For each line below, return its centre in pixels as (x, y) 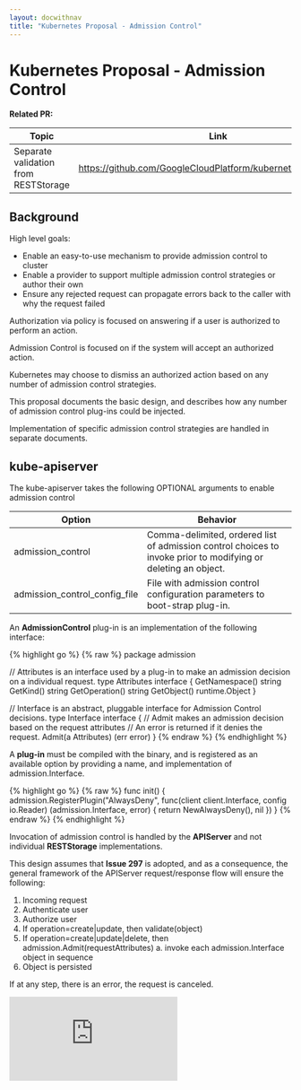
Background (44, 217)
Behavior (217, 519)
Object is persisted (57, 967)
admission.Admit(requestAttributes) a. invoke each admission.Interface (153, 948)
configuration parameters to (206, 595)
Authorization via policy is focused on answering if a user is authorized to (145, 321)
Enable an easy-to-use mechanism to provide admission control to (145, 256)
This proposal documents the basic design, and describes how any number (148, 402)
